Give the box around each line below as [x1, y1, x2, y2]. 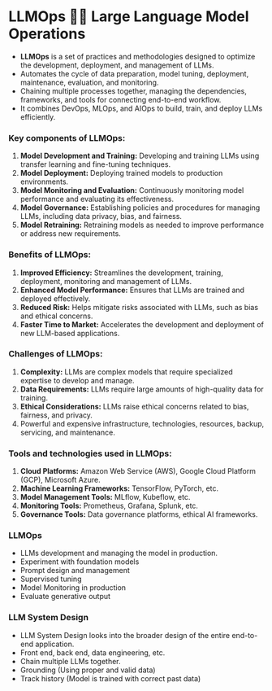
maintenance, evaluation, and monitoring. [19, 77, 159, 87]
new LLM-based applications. [19, 328, 120, 338]
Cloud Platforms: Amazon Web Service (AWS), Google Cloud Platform [19, 466, 256, 476]
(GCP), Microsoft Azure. [19, 475, 101, 485]
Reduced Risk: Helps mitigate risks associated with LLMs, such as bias [19, 302, 258, 312]
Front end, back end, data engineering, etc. [19, 647, 166, 658]
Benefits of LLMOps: [8, 249, 92, 260]
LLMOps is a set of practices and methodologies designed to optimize [19, 51, 256, 61]
